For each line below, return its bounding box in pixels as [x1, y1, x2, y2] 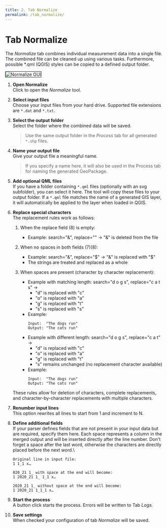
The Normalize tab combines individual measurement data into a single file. [5, 51, 163, 57]
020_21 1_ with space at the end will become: [12, 470, 113, 475]
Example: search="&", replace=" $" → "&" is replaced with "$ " [27, 254, 156, 260]
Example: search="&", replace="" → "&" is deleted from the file [27, 234, 158, 240]
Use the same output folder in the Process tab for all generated [25, 133, 157, 139]
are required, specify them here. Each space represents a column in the [12, 431, 162, 437]
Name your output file [12, 148, 60, 154]
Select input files [12, 97, 50, 103]
